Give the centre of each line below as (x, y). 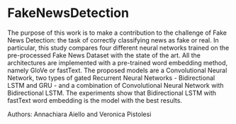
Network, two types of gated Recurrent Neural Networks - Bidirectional (111, 78)
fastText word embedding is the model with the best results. (95, 100)
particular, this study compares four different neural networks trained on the (118, 47)
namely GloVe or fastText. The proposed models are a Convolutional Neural (117, 70)
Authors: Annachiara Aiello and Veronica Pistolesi (79, 114)
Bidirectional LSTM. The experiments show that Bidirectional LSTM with (112, 93)
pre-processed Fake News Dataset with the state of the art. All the (104, 55)
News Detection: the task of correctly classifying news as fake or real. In (113, 40)
